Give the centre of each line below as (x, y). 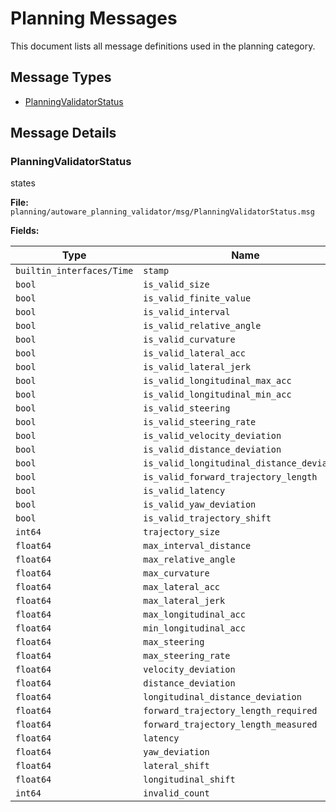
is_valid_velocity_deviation (212, 436)
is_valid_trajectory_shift (207, 518)
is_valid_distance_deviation (212, 450)
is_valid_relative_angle (202, 326)
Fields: (25, 231)
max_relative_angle (189, 560)
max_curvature (176, 573)
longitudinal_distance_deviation (222, 697)
